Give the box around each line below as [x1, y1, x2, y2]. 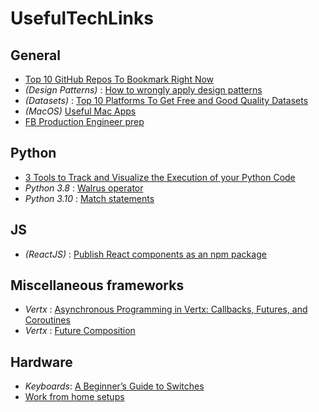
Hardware [10, 353, 73, 371]
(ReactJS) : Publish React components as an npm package [24, 248, 267, 260]
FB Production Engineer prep [24, 116, 145, 127]
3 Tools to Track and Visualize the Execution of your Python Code [24, 171, 296, 183]
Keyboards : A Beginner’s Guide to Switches [24, 380, 205, 392]
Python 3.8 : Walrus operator [24, 182, 144, 194]
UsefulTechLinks [10, 7, 154, 30]
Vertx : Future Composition [24, 325, 136, 337]
